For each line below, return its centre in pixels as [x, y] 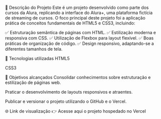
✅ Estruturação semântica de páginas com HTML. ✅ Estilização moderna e [80, 32]
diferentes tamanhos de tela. [34, 49]
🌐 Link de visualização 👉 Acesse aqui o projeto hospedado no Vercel [76, 111]
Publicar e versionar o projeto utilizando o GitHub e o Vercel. [66, 101]
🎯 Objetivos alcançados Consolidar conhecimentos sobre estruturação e [78, 77]
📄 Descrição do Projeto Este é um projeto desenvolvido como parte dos [77, 8]
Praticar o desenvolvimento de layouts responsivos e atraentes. [69, 92]
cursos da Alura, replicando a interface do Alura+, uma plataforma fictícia [79, 13]
